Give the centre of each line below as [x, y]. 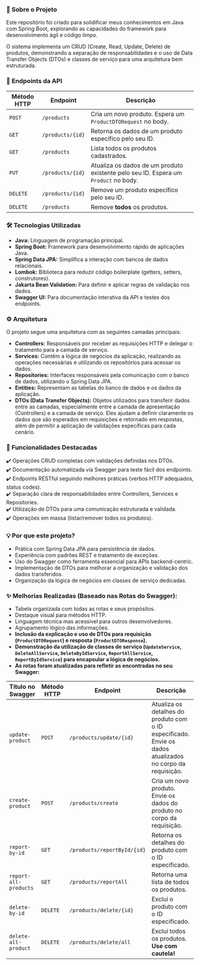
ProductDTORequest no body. [130, 121]
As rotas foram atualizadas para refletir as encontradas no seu [93, 666]
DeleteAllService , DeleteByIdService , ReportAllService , [84, 653]
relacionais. [29, 266]
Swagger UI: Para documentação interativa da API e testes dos [92, 297]
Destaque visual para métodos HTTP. [61, 615]
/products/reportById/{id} [107, 850]
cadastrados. [109, 155]
